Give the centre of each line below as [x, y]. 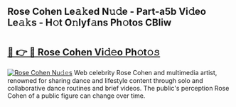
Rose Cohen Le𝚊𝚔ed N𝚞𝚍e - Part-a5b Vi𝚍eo [107, 12]
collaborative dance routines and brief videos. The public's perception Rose [118, 88]
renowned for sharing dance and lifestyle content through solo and [105, 80]
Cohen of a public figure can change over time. [76, 96]
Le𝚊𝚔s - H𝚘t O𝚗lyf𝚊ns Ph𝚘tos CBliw [90, 23]
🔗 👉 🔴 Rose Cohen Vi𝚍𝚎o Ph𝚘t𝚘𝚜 [84, 52]
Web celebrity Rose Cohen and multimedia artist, [145, 73]
